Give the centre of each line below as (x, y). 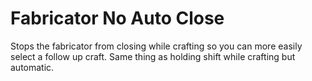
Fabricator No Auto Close (117, 18)
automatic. (32, 67)
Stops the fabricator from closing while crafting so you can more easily (156, 46)
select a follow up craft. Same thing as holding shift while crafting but (153, 56)
